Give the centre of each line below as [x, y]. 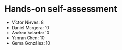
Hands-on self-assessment [61, 9]
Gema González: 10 [31, 43]
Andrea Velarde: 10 [30, 33]
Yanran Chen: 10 [28, 38]
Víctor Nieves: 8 [28, 22]
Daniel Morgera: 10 [30, 27]
